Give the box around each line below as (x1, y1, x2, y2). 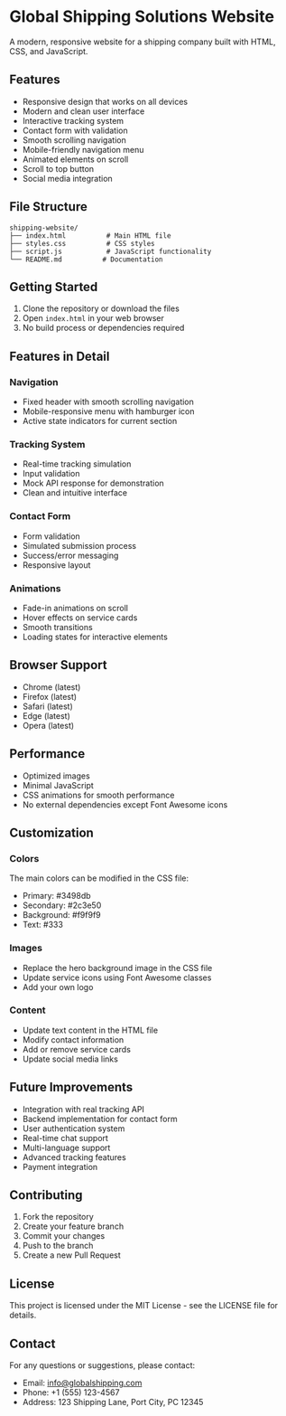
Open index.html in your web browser (22, 313, 164, 324)
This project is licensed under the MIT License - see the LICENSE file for (9, 1300, 278, 1311)
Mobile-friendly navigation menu (22, 144, 144, 155)
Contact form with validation (22, 125, 128, 136)
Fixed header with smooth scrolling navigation (22, 396, 194, 408)
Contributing (9, 1187, 83, 1204)
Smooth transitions (22, 621, 93, 632)
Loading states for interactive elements (22, 631, 169, 642)
